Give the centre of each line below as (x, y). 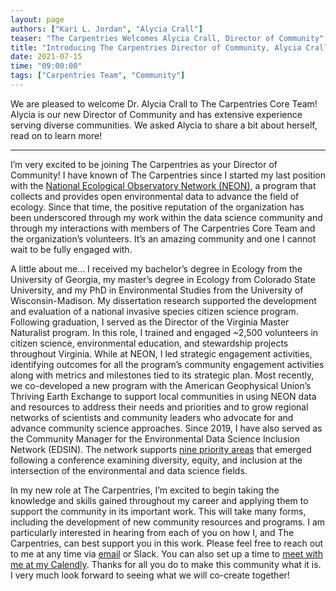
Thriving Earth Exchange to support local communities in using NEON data (163, 396)
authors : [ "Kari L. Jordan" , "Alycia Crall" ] (106, 29)
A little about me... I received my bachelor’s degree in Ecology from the (156, 268)
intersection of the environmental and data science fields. (129, 470)
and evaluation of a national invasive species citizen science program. (154, 311)
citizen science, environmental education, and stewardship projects (149, 343)
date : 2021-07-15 (46, 57)
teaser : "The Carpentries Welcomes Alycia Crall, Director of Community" (167, 38)
